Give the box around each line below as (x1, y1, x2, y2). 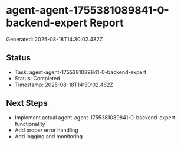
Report (89, 16, 124, 30)
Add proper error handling (14, 126, 78, 134)
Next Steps (6, 98, 48, 108)
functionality (14, 120, 45, 127)
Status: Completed (14, 74, 60, 82)
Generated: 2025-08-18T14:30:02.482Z (6, 35, 103, 43)
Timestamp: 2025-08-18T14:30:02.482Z (14, 81, 114, 88)
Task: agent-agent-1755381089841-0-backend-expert (14, 69, 146, 76)
